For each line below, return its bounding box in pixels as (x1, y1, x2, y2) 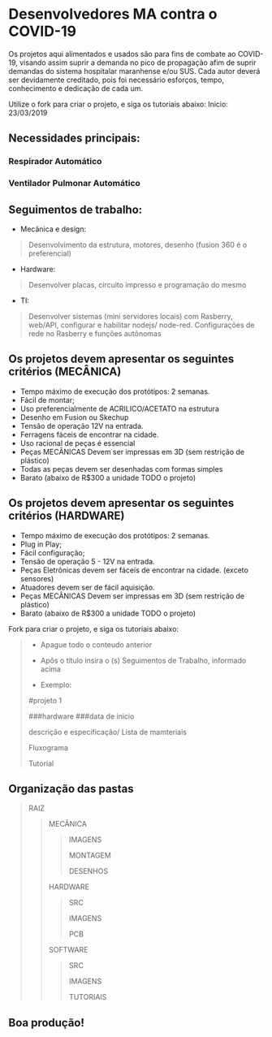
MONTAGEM (68, 850, 111, 861)
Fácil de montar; (19, 395, 75, 404)
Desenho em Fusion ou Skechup (19, 412, 129, 422)
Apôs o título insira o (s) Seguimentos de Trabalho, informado (40, 655, 247, 665)
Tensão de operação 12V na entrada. (19, 421, 144, 430)
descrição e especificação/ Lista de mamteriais (28, 727, 188, 737)
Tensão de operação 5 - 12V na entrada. (19, 556, 156, 566)
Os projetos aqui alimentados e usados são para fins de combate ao (8, 49, 236, 58)
